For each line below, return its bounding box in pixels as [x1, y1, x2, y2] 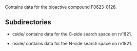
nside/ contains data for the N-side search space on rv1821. [12, 40, 133, 46]
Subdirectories [5, 18, 51, 26]
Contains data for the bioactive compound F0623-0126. [5, 4, 117, 10]
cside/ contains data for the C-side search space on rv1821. [12, 31, 133, 37]
